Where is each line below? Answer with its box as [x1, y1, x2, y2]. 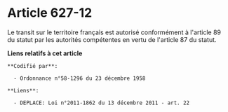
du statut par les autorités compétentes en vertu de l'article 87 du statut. [7, 35, 217, 43]
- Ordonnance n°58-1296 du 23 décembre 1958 [13, 75, 146, 82]
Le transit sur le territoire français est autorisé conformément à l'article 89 [7, 28, 222, 36]
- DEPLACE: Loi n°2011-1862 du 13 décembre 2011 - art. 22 [13, 99, 190, 106]
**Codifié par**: [7, 62, 58, 69]
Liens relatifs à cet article [7, 49, 83, 57]
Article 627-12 [7, 5, 93, 21]
